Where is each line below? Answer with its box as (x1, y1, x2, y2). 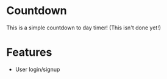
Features (6, 45, 52, 59)
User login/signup (15, 66, 60, 73)
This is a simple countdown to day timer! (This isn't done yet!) (6, 24, 162, 31)
